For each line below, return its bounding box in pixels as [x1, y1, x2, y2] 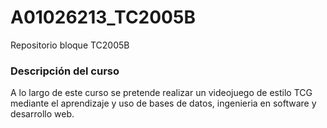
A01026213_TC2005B [10, 6, 196, 29]
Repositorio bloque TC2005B [10, 39, 130, 51]
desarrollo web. [10, 108, 75, 120]
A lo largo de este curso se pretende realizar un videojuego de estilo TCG [10, 87, 313, 99]
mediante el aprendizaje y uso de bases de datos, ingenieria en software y [10, 97, 317, 110]
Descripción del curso [10, 64, 120, 78]
